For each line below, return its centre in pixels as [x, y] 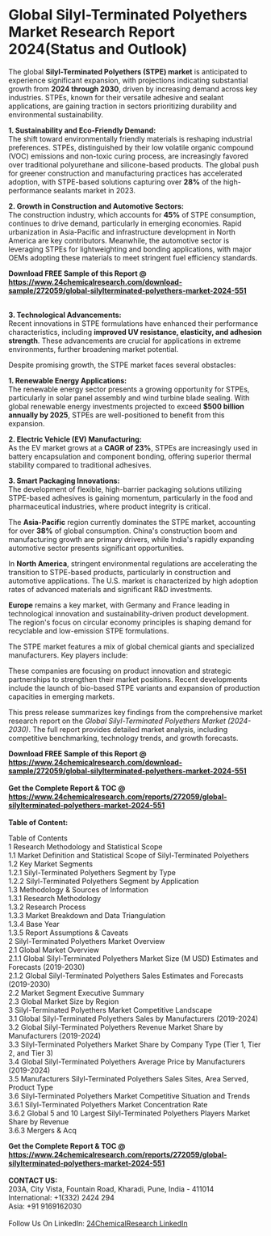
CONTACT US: [33, 1180]
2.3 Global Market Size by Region [64, 1001]
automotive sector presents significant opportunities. [96, 548]
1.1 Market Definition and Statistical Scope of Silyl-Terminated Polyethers [129, 855]
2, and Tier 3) [31, 1052]
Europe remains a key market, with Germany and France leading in [119, 605]
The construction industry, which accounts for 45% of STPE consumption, [132, 214]
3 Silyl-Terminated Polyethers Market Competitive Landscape [110, 1010]
